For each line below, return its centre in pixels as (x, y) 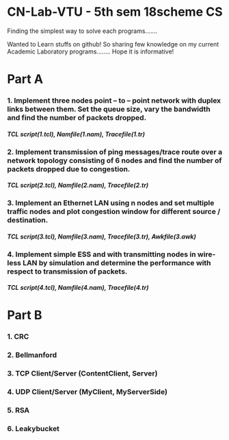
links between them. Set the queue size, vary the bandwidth (109, 109)
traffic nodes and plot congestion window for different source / (114, 212)
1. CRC (18, 337)
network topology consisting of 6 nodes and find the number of (114, 160)
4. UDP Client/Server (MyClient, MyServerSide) (87, 392)
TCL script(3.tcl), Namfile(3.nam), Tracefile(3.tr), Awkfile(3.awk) (102, 236)
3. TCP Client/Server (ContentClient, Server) (82, 374)
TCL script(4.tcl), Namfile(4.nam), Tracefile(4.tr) (78, 288)
